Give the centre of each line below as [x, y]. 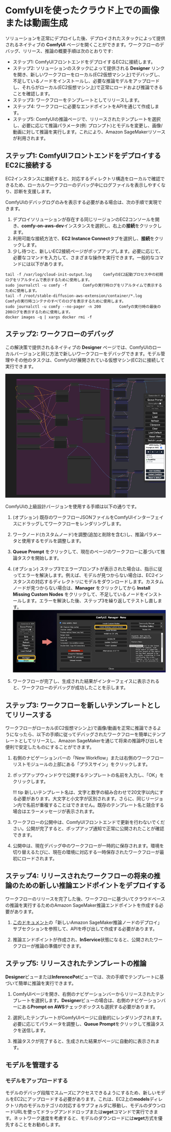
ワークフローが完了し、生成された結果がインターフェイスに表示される [86, 681]
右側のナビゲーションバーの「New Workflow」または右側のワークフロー [88, 758]
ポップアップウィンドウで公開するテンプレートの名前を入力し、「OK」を [88, 775]
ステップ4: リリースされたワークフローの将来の [80, 876]
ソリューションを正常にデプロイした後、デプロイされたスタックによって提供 [85, 38]
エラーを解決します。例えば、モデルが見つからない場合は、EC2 [88, 575]
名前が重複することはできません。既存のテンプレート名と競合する [95, 805]
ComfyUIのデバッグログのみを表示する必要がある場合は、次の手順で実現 [81, 202]
